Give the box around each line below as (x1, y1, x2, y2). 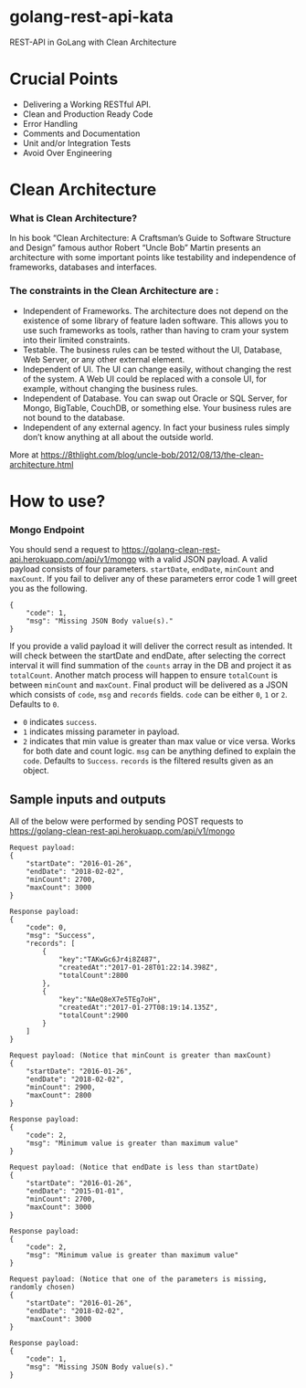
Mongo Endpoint (9, 523, 85, 536)
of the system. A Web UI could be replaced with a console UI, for (22, 373, 268, 384)
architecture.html (9, 458, 74, 469)
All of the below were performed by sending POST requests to (9, 815, 244, 826)
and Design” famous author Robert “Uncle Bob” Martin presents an (9, 242, 261, 253)
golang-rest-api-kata (9, 6, 174, 27)
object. (22, 765, 49, 776)
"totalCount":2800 (58, 971, 129, 980)
